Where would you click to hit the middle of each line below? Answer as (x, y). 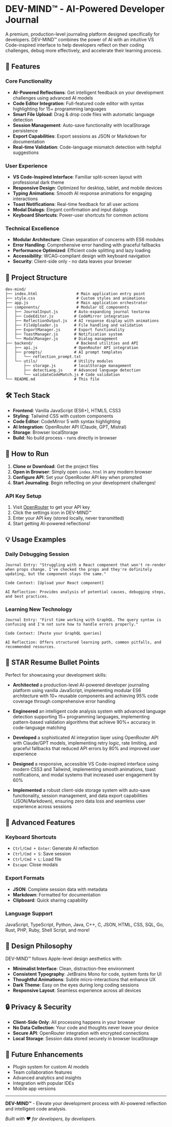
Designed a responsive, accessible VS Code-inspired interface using (85, 763)
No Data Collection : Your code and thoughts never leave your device (85, 1027)
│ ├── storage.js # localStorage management (68, 366)
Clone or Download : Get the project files (56, 466)
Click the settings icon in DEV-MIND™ (52, 512)
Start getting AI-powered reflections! (51, 523)
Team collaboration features (42, 1072)
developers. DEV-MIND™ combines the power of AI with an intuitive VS (80, 40)
